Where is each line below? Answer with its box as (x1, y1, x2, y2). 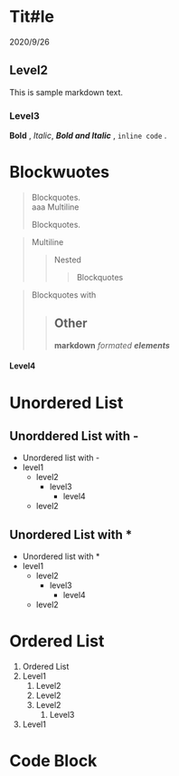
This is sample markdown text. (9, 86, 124, 97)
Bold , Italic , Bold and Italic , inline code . (9, 130, 167, 142)
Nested (53, 254, 81, 265)
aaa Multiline (31, 201, 80, 212)
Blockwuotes (9, 162, 110, 182)
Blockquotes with (31, 289, 97, 300)
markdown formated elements (53, 339, 170, 350)
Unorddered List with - (9, 428, 139, 444)
